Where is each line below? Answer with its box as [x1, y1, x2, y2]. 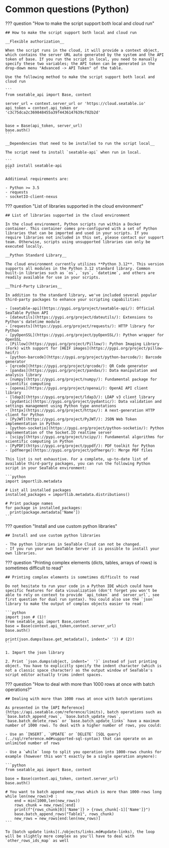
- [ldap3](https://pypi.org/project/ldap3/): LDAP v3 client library [5, 394, 155, 400]
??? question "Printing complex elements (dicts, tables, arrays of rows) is [5, 559, 157, 565]
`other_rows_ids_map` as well [5, 838, 69, 843]
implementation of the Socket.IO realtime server [5, 430, 112, 435]
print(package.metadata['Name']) [10, 510, 80, 515]
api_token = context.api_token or [5, 105, 78, 110]
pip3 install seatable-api [5, 163, 62, 168]
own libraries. [5, 551, 37, 556]
